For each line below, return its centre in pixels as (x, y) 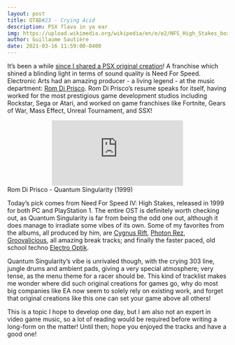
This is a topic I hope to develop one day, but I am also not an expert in (109, 312)
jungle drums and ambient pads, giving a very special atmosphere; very (111, 269)
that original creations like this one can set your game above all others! (109, 298)
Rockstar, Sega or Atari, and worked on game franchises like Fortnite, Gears (116, 103)
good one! (22, 334)
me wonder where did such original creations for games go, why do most (113, 283)
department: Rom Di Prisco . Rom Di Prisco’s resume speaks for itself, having (117, 88)
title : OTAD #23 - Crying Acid (51, 20)
